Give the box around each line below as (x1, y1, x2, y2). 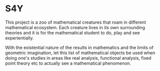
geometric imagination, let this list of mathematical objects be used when (5, 50, 156, 56)
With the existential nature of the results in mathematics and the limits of (5, 44, 154, 50)
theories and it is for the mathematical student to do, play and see (5, 30, 141, 35)
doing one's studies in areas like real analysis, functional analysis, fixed (5, 55, 152, 61)
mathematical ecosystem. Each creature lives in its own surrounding (5, 24, 146, 30)
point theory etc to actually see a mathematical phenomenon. (5, 60, 131, 66)
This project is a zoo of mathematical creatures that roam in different (5, 19, 146, 25)
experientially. (5, 35, 34, 41)
